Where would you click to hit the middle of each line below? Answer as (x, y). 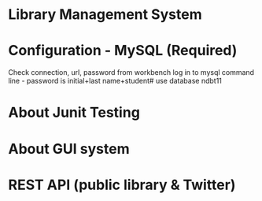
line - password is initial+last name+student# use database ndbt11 (115, 81)
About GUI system (69, 149)
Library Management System (105, 15)
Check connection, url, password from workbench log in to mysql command (131, 73)
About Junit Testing (74, 113)
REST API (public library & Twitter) (122, 185)
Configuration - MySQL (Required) (123, 51)
